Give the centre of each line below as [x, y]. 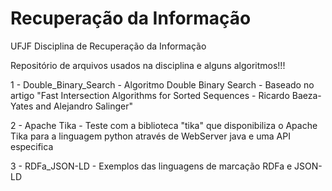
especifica [32, 146]
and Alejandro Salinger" [84, 106]
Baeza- [306, 95]
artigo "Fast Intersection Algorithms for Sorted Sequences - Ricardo [150, 95]
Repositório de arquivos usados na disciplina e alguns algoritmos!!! [148, 65]
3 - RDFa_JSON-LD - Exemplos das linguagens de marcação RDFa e [151, 166]
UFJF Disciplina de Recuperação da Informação [108, 46]
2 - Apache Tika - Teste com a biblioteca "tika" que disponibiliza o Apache [164, 125]
